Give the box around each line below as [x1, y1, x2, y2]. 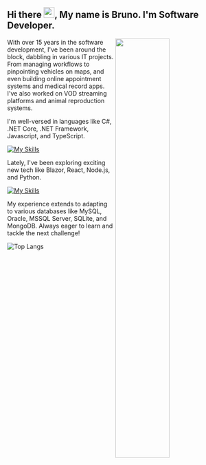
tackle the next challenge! [7, 228, 80, 237]
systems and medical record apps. [7, 82, 105, 90]
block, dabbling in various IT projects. [7, 52, 114, 61]
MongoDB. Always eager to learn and [7, 221, 113, 230]
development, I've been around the [7, 45, 106, 54]
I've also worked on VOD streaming [7, 89, 107, 97]
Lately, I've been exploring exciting [7, 158, 106, 166]
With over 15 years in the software [7, 38, 104, 46]
